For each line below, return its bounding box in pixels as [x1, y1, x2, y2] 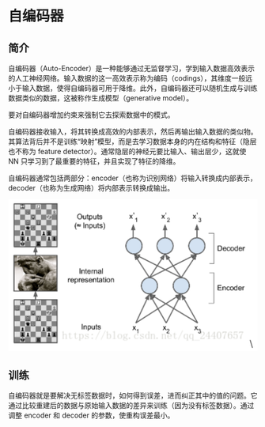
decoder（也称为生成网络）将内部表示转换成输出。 [8, 183, 175, 192]
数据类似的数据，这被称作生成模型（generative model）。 [8, 93, 194, 103]
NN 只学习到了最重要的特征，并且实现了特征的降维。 [8, 157, 180, 166]
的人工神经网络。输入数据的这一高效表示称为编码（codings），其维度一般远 [8, 74, 253, 83]
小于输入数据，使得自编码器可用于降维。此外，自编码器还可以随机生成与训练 [8, 84, 258, 93]
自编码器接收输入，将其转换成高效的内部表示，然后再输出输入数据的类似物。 [8, 127, 258, 136]
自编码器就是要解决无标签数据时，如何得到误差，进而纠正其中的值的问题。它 [8, 391, 258, 400]
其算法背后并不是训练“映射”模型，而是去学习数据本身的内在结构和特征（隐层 [8, 137, 257, 146]
